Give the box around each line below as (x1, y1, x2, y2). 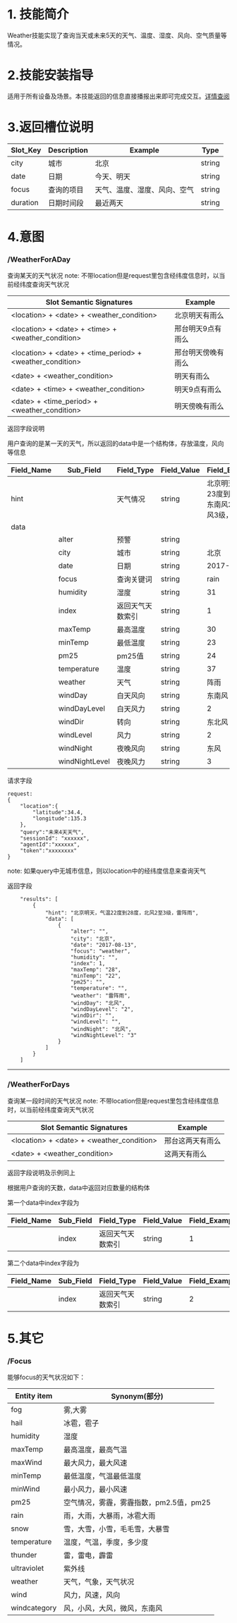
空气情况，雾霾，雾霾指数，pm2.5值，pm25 (63, 1498, 212, 1507)
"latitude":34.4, (32, 809, 83, 816)
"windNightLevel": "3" (70, 1032, 138, 1039)
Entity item (15, 1391, 53, 1401)
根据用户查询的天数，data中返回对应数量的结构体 (7, 1183, 150, 1192)
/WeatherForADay (7, 255, 71, 264)
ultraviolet (11, 1563, 44, 1573)
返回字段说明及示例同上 (7, 1168, 75, 1177)
